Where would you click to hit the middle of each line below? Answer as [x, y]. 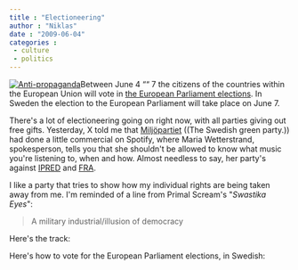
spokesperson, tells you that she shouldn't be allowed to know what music [145, 149]
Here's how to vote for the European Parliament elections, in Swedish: [137, 256]
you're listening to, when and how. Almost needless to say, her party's [138, 158]
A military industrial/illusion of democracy [107, 221]
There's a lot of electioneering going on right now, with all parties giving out [148, 120]
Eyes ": [21, 204]
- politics [33, 59]
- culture [31, 51]
